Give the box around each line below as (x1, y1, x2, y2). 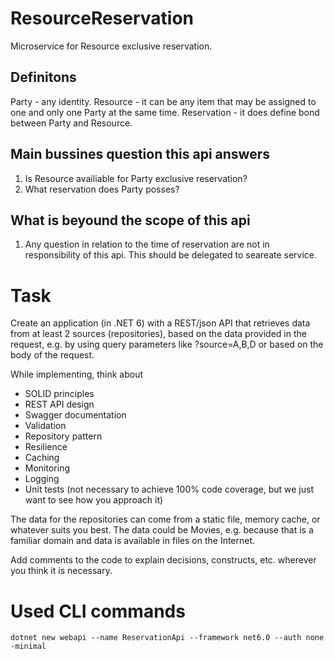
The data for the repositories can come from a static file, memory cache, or (10, 513, 321, 526)
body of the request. (10, 349, 95, 361)
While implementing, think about (10, 368, 144, 381)
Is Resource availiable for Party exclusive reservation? (24, 172, 248, 184)
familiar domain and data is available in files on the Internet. (10, 535, 256, 547)
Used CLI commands (10, 600, 186, 622)
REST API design (24, 398, 95, 411)
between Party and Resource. (10, 117, 133, 129)
